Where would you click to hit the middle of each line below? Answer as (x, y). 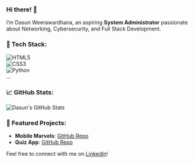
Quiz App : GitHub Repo (44, 142)
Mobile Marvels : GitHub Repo (52, 136)
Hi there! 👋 (22, 10)
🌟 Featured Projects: (36, 123)
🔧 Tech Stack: (27, 44)
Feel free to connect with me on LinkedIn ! (57, 154)
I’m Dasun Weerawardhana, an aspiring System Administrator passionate (97, 23)
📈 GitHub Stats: (30, 92)
